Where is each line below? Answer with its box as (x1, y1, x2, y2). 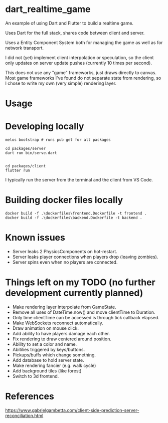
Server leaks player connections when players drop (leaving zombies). (12, 254, 158, 260)
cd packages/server (5, 146, 46, 151)
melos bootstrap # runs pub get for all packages (5, 137, 111, 142)
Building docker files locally (5, 194, 123, 206)
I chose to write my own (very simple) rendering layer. (5, 80, 117, 86)
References (5, 391, 54, 402)
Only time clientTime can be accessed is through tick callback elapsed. (12, 314, 159, 320)
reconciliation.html (5, 412, 44, 418)
